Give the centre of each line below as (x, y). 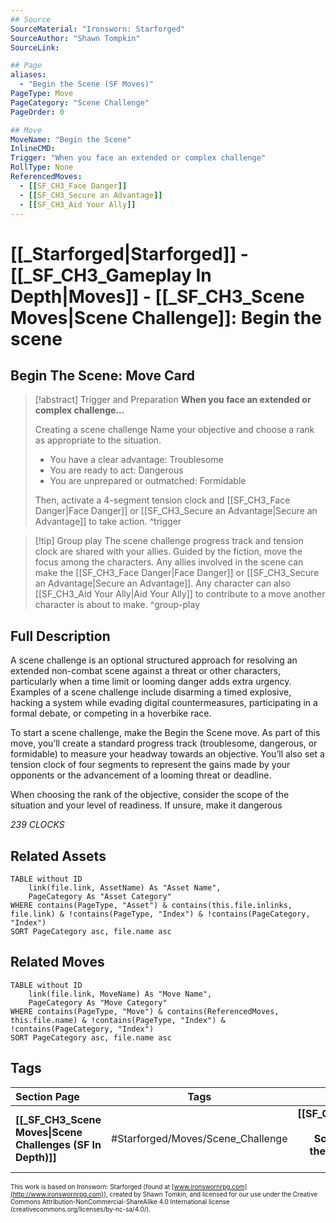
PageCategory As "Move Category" (98, 1002)
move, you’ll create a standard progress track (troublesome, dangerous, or (164, 743)
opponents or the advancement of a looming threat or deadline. (141, 775)
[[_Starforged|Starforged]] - (129, 253)
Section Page (47, 1096)
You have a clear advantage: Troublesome (136, 460)
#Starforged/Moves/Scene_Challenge (199, 1138)
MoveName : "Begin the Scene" (71, 139)
